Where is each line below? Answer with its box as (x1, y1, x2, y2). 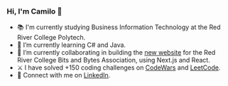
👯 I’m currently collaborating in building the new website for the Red (16, 48, 216, 57)
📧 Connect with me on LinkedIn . (16, 71, 111, 80)
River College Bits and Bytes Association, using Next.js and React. (16, 56, 210, 65)
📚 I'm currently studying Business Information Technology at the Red (16, 23, 221, 31)
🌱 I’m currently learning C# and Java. (16, 41, 126, 49)
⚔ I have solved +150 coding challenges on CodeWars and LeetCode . (16, 63, 221, 72)
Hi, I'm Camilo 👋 (6, 6, 63, 16)
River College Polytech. (16, 33, 86, 42)
